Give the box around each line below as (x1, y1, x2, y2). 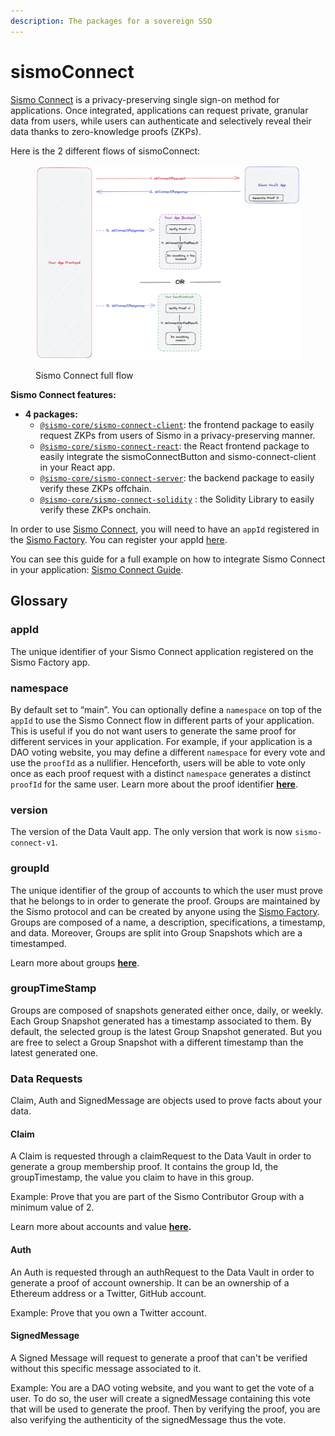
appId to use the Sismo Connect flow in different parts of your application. (10, 714, 315, 726)
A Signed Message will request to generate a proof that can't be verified (10, 1351, 308, 1364)
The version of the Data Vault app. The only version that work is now (10, 826, 293, 838)
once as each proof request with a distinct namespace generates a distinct (10, 767, 312, 779)
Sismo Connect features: (10, 388, 117, 400)
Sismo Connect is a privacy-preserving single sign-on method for (10, 93, 280, 105)
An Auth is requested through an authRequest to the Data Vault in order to (10, 1266, 315, 1278)
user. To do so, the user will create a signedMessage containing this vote (10, 1392, 311, 1404)
